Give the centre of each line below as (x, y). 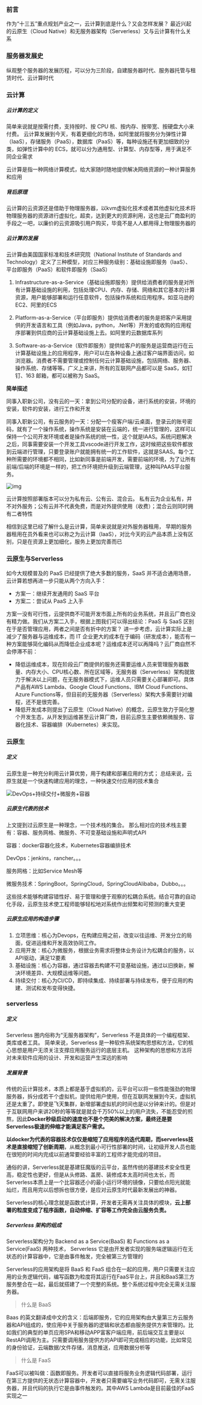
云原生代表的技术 (27, 809)
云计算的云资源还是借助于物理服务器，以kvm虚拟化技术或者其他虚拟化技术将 (101, 208)
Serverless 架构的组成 (34, 1225)
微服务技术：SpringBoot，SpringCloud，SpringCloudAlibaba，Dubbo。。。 (98, 883)
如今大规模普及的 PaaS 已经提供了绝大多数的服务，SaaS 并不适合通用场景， (100, 573)
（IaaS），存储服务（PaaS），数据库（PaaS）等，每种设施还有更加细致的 (95, 142)
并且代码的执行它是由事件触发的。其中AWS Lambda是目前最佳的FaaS (108, 1388)
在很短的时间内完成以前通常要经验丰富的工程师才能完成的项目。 (85, 1154)
